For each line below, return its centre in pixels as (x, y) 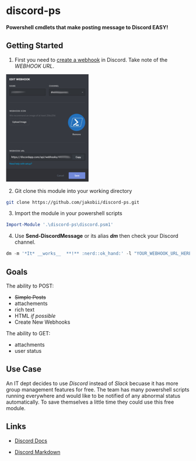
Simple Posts (30, 297)
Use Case (24, 369)
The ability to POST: (30, 286)
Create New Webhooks (42, 322)
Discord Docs (31, 441)
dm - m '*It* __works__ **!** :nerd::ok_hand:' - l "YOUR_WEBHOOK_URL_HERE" (100, 254)
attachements (31, 304)
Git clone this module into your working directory (73, 190)
